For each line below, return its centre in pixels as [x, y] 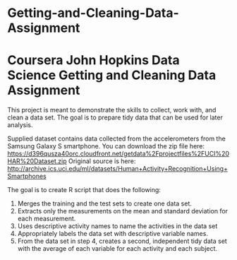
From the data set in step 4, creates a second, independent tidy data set [122, 241]
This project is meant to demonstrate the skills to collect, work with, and [112, 110]
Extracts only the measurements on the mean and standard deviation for [122, 211]
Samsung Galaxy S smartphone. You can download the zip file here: [106, 146]
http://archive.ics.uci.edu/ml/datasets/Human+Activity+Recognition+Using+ [117, 169]
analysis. [20, 125]
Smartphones [27, 176]
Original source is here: [102, 161]
